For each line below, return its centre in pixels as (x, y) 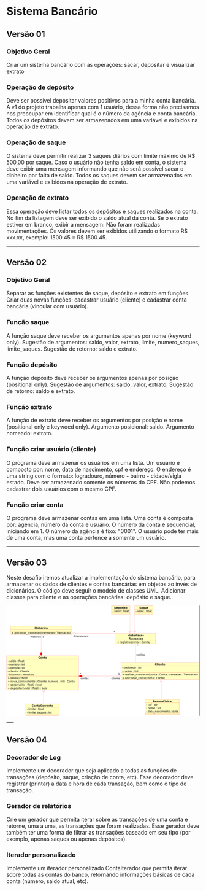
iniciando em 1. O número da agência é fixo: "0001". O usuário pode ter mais (103, 531)
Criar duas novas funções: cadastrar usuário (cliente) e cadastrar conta (97, 300)
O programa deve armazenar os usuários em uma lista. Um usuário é (93, 462)
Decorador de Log (34, 757)
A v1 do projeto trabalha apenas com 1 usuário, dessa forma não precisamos (103, 107)
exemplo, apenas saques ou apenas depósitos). (67, 839)
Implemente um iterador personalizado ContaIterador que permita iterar (97, 868)
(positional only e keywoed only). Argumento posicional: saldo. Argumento (100, 427)
